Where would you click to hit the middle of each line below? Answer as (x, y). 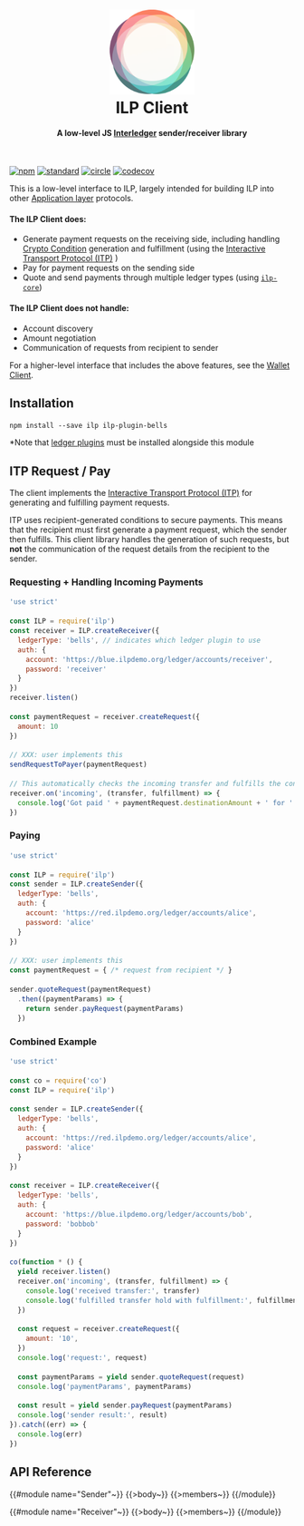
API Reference (51, 1472)
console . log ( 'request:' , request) (82, 1358)
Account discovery (57, 328)
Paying (25, 836)
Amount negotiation (59, 338)
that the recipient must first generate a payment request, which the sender (148, 530)
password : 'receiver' (66, 669)
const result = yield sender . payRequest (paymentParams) (125, 1405)
